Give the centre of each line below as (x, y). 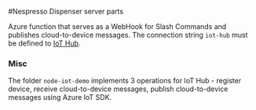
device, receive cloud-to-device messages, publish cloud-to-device (118, 89)
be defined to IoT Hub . (44, 43)
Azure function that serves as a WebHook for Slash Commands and (117, 26)
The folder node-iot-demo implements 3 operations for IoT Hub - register (125, 81)
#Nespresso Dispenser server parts (66, 11)
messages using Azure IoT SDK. (60, 97)
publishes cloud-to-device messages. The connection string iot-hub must (128, 35)
